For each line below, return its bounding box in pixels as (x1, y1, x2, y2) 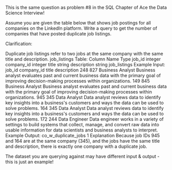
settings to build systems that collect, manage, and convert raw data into (5, 122, 159, 127)
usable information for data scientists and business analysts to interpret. (5, 127, 158, 133)
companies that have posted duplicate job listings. (5, 31, 112, 36)
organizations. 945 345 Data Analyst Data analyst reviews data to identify (5, 95, 161, 100)
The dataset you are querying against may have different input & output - (5, 154, 160, 159)
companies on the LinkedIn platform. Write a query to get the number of (5, 25, 158, 31)
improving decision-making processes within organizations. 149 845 (5, 78, 150, 84)
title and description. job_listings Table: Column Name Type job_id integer (5, 56, 161, 62)
